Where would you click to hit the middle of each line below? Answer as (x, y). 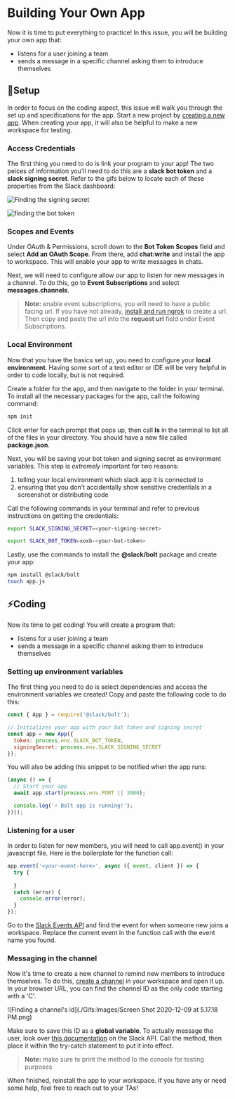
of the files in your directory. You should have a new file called (97, 437)
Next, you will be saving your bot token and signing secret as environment (114, 458)
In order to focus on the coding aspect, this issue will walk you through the (115, 108)
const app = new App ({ (40, 734)
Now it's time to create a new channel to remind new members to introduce (116, 974)
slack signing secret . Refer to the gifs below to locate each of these (106, 179)
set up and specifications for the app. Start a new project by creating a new (116, 115)
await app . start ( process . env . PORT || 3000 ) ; (80, 793)
